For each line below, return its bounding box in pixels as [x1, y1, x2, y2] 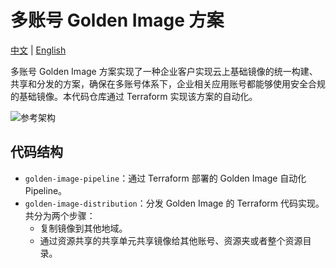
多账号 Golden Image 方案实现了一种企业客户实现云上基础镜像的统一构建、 [10, 65, 318, 77]
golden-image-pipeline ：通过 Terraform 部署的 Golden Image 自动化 [24, 172, 307, 184]
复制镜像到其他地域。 [39, 222, 128, 234]
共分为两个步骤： [24, 209, 96, 221]
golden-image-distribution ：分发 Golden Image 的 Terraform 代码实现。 [24, 197, 325, 209]
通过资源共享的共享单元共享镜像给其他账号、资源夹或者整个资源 [39, 234, 303, 246]
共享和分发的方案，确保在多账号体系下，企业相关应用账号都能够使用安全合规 [10, 77, 326, 90]
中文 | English [10, 44, 67, 56]
